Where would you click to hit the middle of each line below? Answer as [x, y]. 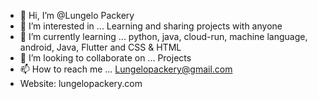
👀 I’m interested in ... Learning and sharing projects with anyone [151, 26]
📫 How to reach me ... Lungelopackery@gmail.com [126, 69]
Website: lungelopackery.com [81, 83]
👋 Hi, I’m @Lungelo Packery [77, 15]
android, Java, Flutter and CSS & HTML [100, 47]
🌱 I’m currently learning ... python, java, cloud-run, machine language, [163, 36]
